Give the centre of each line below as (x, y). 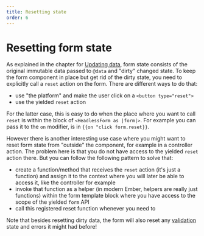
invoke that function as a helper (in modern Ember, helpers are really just (106, 189)
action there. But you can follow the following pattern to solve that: (90, 158)
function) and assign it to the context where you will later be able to (100, 176)
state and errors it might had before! (52, 227)
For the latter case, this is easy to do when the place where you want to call (101, 114)
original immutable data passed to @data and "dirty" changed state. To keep (101, 71)
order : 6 (17, 18)
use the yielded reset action (51, 102)
